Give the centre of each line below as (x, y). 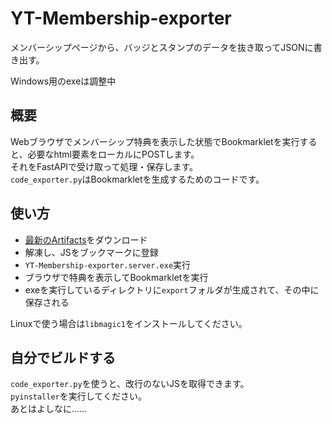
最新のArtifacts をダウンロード (86, 239)
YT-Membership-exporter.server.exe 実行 (108, 264)
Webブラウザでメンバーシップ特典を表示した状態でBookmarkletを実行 (155, 141)
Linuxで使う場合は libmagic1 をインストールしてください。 (129, 323)
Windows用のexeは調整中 (63, 81)
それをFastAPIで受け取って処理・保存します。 (104, 166)
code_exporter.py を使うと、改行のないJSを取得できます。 (130, 384)
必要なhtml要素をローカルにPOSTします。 (113, 154)
